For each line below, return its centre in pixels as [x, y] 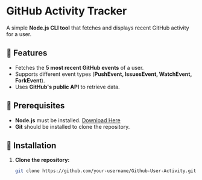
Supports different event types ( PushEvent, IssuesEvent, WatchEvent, [103, 74]
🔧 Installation [31, 145]
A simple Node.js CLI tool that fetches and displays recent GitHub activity [98, 28]
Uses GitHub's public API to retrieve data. [67, 87]
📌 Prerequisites [36, 106]
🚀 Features [27, 53]
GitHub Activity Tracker [67, 11]
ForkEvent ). [30, 80]
